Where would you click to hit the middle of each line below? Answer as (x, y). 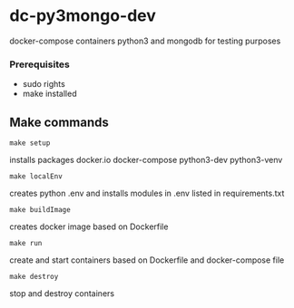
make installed (49, 94)
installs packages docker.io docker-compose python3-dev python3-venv (146, 160)
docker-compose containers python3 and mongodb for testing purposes (145, 41)
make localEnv (36, 177)
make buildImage (40, 210)
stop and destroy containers (62, 294)
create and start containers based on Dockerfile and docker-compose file (147, 260)
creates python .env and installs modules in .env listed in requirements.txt (147, 193)
